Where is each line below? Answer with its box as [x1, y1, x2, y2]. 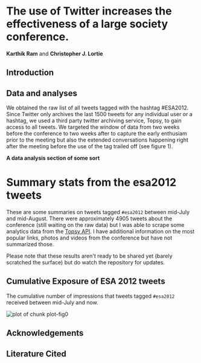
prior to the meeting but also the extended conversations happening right [6, 136, 189, 143]
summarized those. [6, 241, 54, 248]
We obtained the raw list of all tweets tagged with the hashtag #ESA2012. [6, 104, 189, 111]
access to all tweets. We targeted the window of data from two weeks [6, 123, 180, 131]
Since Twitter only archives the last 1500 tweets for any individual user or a [6, 111, 193, 118]
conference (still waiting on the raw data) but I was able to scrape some [6, 221, 185, 229]
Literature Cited [6, 348, 66, 359]
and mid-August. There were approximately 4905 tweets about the [6, 215, 173, 222]
